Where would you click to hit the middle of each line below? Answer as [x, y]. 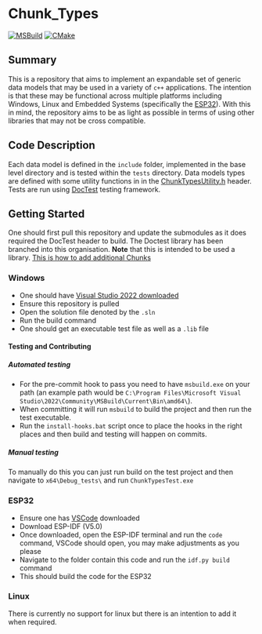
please [30, 551]
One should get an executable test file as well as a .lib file [114, 328]
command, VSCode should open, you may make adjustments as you [129, 543]
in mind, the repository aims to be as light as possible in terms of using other [131, 112]
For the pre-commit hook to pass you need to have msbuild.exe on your [135, 384]
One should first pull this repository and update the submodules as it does [127, 233]
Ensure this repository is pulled [69, 304]
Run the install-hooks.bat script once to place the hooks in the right [131, 426]
